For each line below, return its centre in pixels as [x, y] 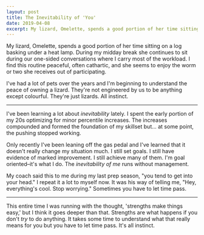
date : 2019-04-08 [28, 23]
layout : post [23, 12]
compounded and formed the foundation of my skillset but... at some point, [100, 127]
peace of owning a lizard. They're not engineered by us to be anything [94, 90]
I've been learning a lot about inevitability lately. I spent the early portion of [100, 114]
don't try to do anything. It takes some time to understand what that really [98, 219]
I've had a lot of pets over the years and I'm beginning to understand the [97, 84]
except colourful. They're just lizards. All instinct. [67, 96]
